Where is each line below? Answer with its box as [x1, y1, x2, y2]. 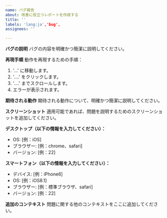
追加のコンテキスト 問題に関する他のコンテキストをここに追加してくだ [5, 201, 154, 207]
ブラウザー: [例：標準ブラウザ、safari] [12, 184, 93, 190]
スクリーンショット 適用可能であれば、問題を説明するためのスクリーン [5, 108, 154, 115]
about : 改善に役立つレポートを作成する [5, 12, 79, 17]
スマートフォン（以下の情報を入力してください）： [5, 160, 110, 166]
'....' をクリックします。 [12, 74, 61, 80]
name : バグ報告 [5, 7, 35, 13]
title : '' [5, 17, 27, 22]
